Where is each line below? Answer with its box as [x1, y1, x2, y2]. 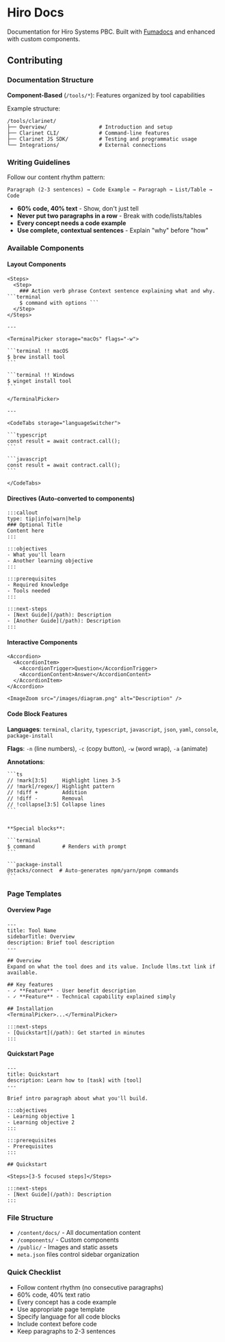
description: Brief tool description [7, 939, 115, 946]
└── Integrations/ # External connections [7, 141, 167, 148]
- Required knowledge [7, 581, 69, 588]
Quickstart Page [7, 1050, 55, 1058]
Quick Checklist [7, 1268, 62, 1277]
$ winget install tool [7, 378, 72, 385]
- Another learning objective [7, 557, 94, 564]
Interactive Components [7, 638, 78, 646]
